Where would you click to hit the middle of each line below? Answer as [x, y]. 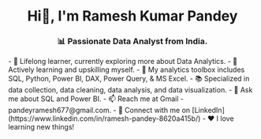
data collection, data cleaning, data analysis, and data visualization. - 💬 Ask [130, 90]
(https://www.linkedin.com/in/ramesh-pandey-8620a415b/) [104, 118]
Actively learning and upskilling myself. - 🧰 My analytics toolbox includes [127, 69]
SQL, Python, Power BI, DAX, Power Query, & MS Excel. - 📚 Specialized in [129, 79]
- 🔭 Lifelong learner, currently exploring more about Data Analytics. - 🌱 [123, 62]
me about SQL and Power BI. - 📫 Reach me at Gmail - [96, 99]
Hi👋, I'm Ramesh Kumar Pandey [132, 16]
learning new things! [41, 127]
